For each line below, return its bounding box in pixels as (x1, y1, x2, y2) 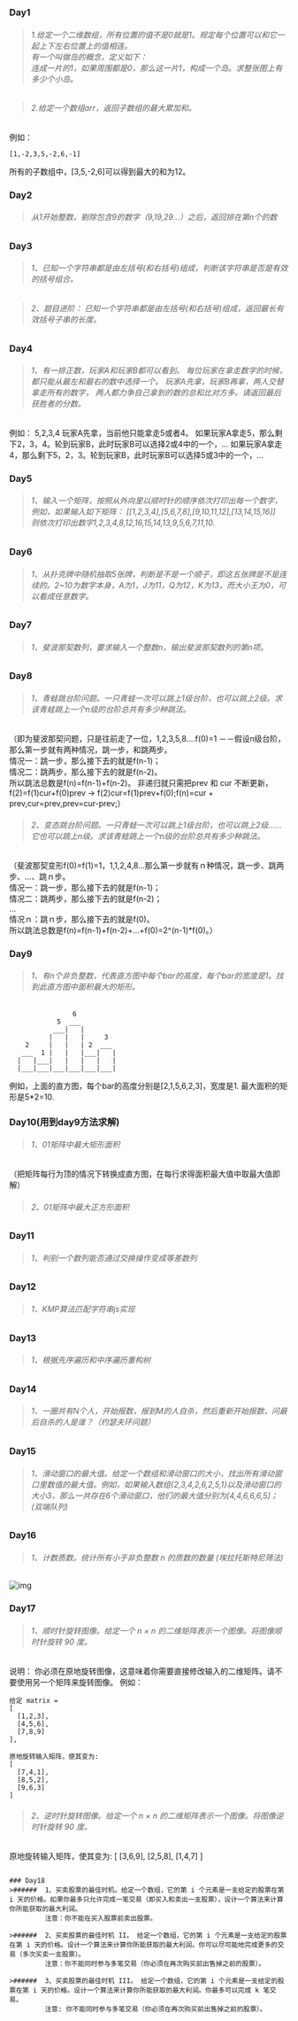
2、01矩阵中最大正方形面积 (30, 1201, 130, 1212)
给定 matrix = (9, 1696, 59, 1705)
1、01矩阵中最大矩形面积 (30, 1139, 121, 1150)
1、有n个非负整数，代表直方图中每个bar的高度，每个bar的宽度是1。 (30, 970, 277, 981)
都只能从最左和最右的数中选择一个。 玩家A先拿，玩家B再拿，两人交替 (30, 377, 285, 387)
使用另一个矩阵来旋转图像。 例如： (16, 1676, 143, 1687)
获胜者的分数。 (30, 399, 86, 409)
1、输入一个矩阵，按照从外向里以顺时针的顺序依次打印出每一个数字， (30, 495, 283, 506)
